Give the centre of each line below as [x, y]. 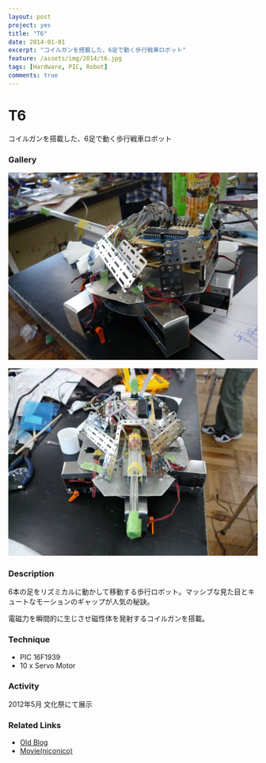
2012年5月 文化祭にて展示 [50, 704]
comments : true [33, 75]
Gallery [23, 159]
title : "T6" [28, 33]
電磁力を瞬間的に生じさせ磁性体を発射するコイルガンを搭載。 [109, 619]
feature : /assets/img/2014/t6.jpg [65, 59]
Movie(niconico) [46, 751]
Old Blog [34, 742]
